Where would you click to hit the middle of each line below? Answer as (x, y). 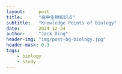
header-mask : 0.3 (28, 45)
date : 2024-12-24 (36, 28)
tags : (13, 51)
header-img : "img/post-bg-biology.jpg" (56, 39)
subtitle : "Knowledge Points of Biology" (62, 23)
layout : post (28, 12)
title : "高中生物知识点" (41, 17)
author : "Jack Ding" (37, 34)
